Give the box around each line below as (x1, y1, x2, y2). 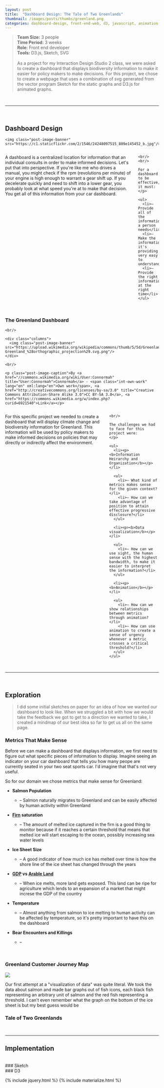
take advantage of (109, 500, 146, 505)
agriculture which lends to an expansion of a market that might (19, 886, 145, 891)
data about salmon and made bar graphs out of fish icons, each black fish (5, 987, 154, 992)
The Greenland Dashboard (5, 317, 69, 324)
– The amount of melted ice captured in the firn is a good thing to (19, 822, 150, 828)
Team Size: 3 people (17, 34, 60, 40)
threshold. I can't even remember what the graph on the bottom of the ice (5, 997, 153, 1003)
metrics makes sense (109, 482, 151, 487)
